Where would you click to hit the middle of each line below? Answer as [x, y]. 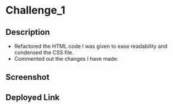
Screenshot [28, 77]
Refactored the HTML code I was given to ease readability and [91, 46]
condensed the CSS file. [44, 53]
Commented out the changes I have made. [66, 59]
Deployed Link [33, 97]
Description [28, 32]
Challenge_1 [36, 10]
